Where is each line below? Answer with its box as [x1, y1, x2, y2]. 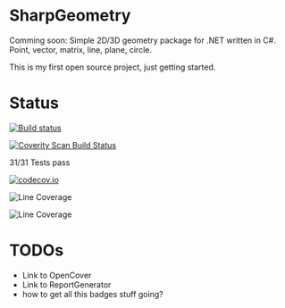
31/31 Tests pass [9, 157, 71, 168]
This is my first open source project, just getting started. [9, 62, 216, 72]
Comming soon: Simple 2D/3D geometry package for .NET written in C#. [9, 35, 277, 46]
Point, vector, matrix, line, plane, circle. [9, 44, 152, 54]
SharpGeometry [9, 5, 131, 26]
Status [9, 93, 60, 113]
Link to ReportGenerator [21, 279, 112, 290]
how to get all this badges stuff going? [21, 288, 163, 299]
